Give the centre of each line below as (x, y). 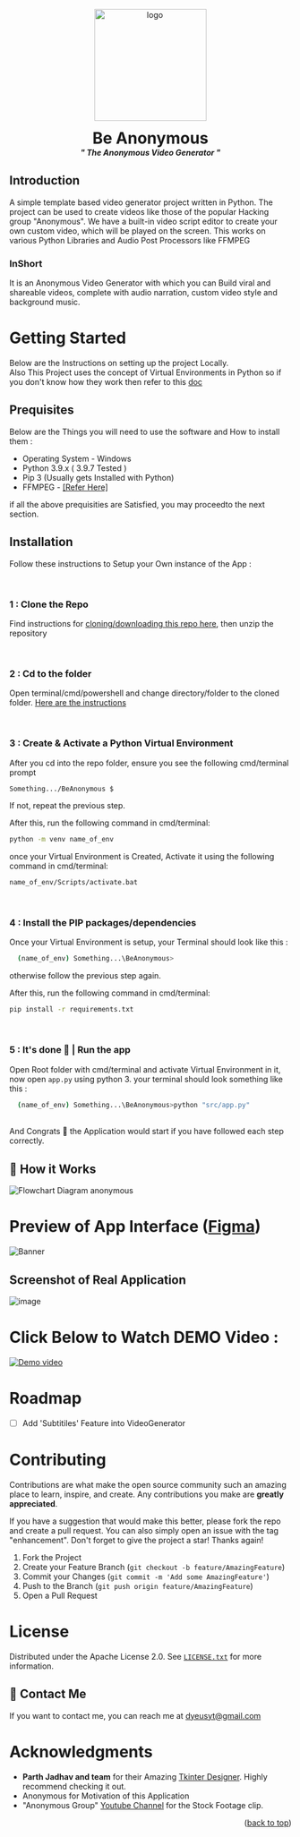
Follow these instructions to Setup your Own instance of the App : (131, 563)
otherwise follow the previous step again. (85, 976)
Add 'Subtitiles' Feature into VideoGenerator (104, 1423)
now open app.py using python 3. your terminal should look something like (146, 1079)
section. (24, 514)
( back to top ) (268, 1823)
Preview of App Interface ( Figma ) (135, 1227)
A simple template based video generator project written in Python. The (141, 202)
